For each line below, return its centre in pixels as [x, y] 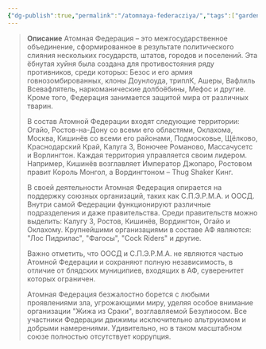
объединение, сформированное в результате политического [130, 47]
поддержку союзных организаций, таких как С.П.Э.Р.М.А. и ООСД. [141, 196]
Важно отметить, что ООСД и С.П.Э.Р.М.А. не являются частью [135, 253]
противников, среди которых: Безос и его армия [110, 72]
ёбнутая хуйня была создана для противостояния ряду [121, 64]
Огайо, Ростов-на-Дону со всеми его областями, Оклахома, [130, 130]
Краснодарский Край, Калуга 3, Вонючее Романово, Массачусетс [140, 146]
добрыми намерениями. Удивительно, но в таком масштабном [135, 328]
